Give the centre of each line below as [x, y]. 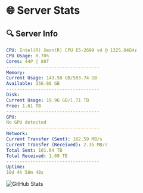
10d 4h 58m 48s [25, 173]
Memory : [16, 72]
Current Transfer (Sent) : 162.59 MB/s [54, 139]
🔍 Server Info [32, 33]
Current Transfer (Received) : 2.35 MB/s [57, 145]
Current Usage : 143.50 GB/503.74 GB [52, 78]
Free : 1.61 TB [24, 106]
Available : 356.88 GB [33, 84]
